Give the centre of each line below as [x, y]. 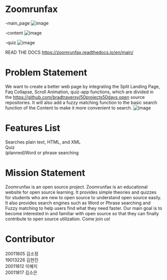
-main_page [17, 23]
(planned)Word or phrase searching [42, 153]
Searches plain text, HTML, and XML [43, 142]
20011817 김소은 [21, 272]
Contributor [30, 239]
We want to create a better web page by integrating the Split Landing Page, [82, 86]
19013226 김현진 [22, 260]
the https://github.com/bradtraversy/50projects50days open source [75, 97]
